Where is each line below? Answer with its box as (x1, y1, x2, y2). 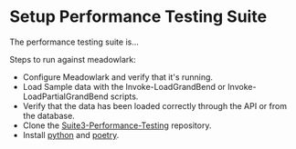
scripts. (110, 91, 139, 102)
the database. (22, 110, 75, 121)
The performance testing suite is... (9, 36, 140, 47)
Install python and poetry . (22, 129, 120, 140)
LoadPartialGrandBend (22, 91, 109, 102)
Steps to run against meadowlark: (9, 54, 136, 65)
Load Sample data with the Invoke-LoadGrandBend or (22, 81, 227, 92)
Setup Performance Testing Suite (9, 6, 268, 27)
